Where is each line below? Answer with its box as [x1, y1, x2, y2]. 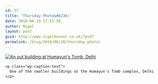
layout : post [5, 29, 32, 34]
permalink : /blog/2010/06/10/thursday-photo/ [5, 40, 101, 45]
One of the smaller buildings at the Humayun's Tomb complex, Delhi [9, 69, 154, 74]
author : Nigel [5, 24, 35, 29]
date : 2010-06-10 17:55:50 [5, 18, 61, 23]
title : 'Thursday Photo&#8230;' [5, 13, 72, 18]
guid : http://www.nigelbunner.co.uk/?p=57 [5, 34, 94, 39]
